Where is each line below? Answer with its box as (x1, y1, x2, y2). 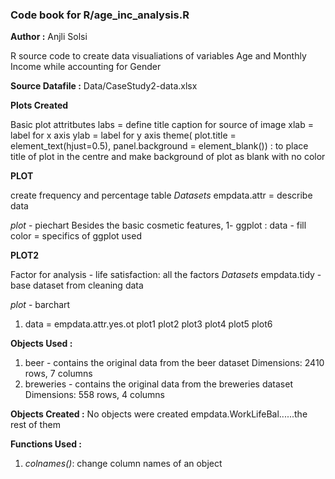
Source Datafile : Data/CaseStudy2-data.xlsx (10, 80, 198, 92)
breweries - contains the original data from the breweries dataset (24, 378, 293, 390)
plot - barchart (10, 299, 71, 311)
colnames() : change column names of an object (24, 458, 223, 470)
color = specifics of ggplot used (10, 230, 142, 242)
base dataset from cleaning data (10, 279, 144, 292)
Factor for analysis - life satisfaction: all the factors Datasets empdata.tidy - (10, 269, 322, 281)
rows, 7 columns (24, 368, 93, 380)
